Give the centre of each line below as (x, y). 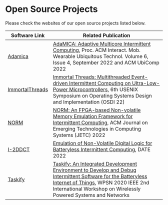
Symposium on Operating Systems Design (102, 95)
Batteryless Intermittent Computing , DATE (102, 149)
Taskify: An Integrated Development (95, 163)
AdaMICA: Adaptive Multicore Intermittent (102, 43)
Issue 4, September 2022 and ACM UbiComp (106, 62)
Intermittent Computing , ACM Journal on (100, 122)
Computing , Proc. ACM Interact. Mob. (97, 50)
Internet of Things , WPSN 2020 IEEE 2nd (101, 182)
